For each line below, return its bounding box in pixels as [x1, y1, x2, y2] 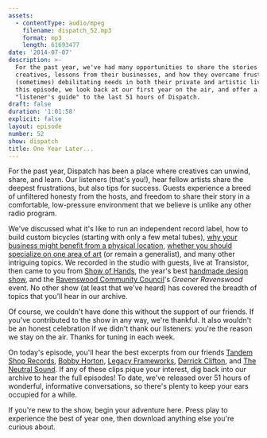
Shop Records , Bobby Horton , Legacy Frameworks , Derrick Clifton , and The [8, 356, 257, 366]
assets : [8, 11, 34, 20]
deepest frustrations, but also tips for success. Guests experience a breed [8, 184, 252, 193]
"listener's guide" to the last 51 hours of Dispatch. [15, 93, 201, 101]
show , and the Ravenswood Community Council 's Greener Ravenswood [8, 275, 243, 285]
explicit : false [8, 115, 62, 123]
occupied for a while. [8, 390, 78, 400]
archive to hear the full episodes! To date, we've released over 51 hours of [8, 373, 251, 382]
